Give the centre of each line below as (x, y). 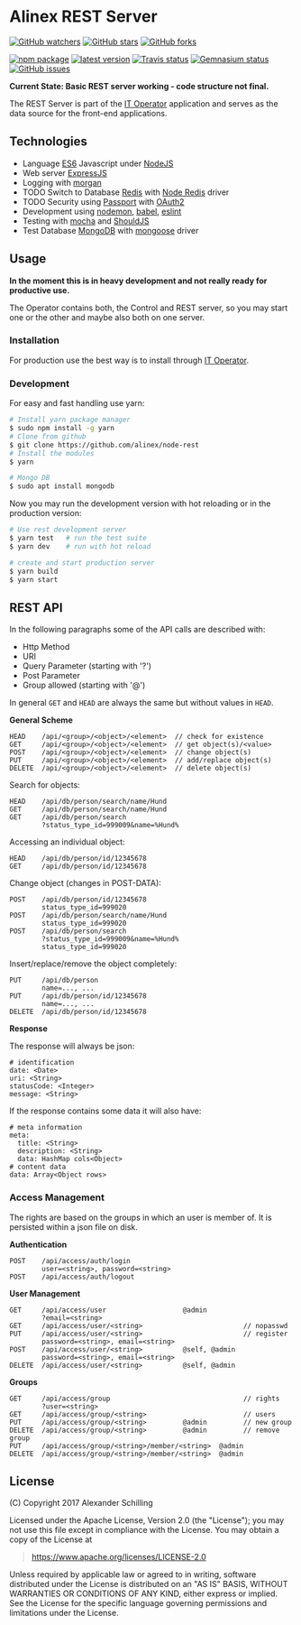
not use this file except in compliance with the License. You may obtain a (144, 1530)
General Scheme (41, 720)
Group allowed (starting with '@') (84, 685)
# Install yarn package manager (70, 420)
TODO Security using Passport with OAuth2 (103, 201)
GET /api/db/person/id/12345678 (78, 867)
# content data (38, 1167)
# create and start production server (82, 563)
